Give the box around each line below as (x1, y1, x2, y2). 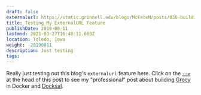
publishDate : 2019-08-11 (6, 25, 68, 32)
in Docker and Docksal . (6, 82, 64, 90)
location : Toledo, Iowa (6, 36, 66, 42)
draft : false (6, 8, 39, 15)
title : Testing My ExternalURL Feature (6, 20, 106, 26)
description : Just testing (6, 48, 74, 54)
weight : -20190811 (6, 42, 52, 48)
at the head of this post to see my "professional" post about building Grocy (6, 76, 191, 83)
